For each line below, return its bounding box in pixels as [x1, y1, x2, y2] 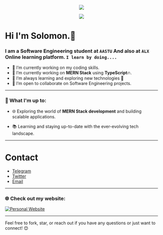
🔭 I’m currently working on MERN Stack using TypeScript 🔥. [12, 70, 132, 76]
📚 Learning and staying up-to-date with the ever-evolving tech [12, 123, 139, 129]
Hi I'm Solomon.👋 [5, 31, 76, 41]
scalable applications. [12, 114, 56, 119]
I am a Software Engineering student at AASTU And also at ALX [5, 48, 149, 54]
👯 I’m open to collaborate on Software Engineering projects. [12, 81, 132, 86]
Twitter [12, 173, 27, 179]
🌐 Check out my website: [5, 195, 65, 201]
